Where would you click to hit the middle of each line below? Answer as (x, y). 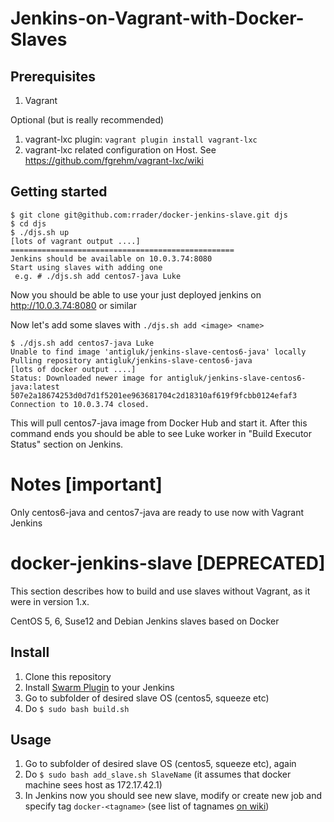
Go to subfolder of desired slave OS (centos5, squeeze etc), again (160, 764)
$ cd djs (28, 223)
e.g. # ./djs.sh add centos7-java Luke (98, 276)
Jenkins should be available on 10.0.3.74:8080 (111, 258)
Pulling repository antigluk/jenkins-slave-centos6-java (131, 360)
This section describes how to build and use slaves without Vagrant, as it (160, 591)
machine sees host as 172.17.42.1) (93, 785)
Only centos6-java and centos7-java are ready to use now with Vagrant (157, 512)
